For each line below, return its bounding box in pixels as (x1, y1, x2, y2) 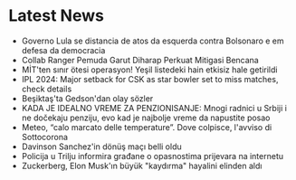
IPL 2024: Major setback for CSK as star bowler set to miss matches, (21, 73, 279, 84)
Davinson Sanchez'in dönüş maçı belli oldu (21, 141, 182, 152)
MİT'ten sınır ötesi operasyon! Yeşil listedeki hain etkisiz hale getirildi (21, 64, 278, 75)
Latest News (8, 5, 105, 26)
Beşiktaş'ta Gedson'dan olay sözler (21, 92, 154, 104)
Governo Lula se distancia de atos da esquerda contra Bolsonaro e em (21, 35, 284, 46)
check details (21, 83, 72, 94)
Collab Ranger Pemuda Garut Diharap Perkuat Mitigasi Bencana (21, 54, 259, 65)
